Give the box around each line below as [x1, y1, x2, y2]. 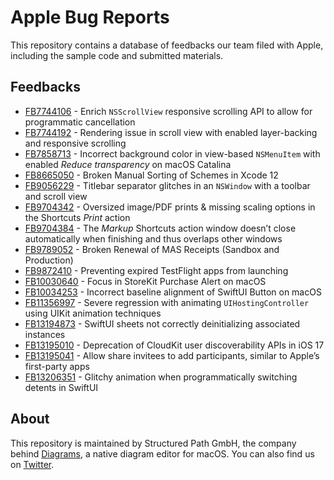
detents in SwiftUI [24, 381, 99, 393]
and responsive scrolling [24, 137, 127, 149]
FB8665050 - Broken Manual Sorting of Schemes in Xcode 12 [24, 169, 279, 181]
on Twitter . [10, 458, 55, 470]
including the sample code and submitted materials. [10, 49, 224, 61]
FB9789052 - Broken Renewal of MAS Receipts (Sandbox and [24, 243, 280, 255]
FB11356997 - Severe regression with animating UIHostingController [24, 296, 310, 308]
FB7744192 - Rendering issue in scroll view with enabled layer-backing [24, 126, 318, 138]
